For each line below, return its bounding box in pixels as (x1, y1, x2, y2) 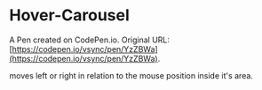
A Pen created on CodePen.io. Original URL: (9, 34, 171, 45)
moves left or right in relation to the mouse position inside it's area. (9, 70, 253, 80)
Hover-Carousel (9, 5, 131, 26)
